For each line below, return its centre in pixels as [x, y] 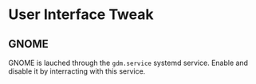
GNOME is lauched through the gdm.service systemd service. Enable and [128, 63]
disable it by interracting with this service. [77, 71]
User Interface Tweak [81, 15]
